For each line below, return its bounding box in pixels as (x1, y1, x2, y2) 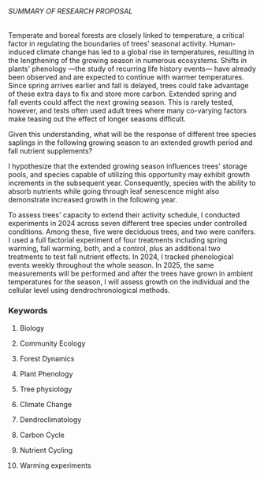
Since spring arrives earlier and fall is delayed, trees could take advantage (8, 81, 249, 91)
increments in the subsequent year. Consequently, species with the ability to (8, 178, 256, 188)
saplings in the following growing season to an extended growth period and (8, 138, 253, 147)
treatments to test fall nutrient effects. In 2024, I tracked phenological (8, 252, 234, 261)
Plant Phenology (19, 369, 73, 378)
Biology (19, 323, 45, 332)
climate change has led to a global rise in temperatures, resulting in (36, 47, 255, 57)
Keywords (8, 306, 48, 317)
